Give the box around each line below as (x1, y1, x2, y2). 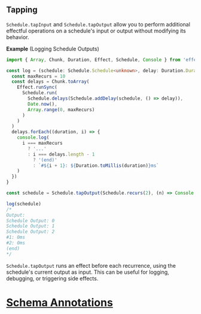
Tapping (6, 5, 38, 15)
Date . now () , (28, 101, 58, 107)
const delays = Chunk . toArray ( (11, 79, 90, 85)
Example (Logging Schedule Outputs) (6, 45, 100, 52)
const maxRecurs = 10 (11, 73, 66, 79)
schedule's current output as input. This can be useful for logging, (6, 268, 169, 276)
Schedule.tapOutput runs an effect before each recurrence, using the (6, 262, 176, 269)
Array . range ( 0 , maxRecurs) (28, 106, 95, 113)
